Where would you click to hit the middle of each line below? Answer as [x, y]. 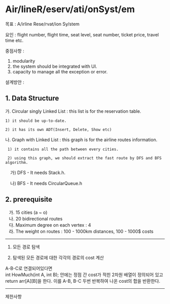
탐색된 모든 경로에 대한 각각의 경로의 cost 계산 [58, 257]
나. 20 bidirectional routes [36, 219]
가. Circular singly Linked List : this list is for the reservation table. [73, 111]
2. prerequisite [29, 200]
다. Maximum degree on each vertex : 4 [50, 225]
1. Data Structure [32, 98]
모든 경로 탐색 [26, 247]
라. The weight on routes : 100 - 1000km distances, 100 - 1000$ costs [81, 231]
